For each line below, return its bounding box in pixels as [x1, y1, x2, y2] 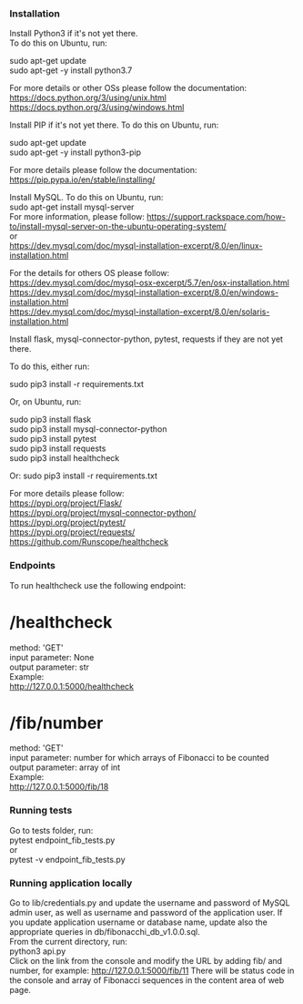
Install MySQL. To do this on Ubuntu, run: [9, 192, 164, 203]
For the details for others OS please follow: [9, 268, 170, 279]
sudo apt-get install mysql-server [9, 201, 135, 212]
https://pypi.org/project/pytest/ [9, 517, 126, 528]
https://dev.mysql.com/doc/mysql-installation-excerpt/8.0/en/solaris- [9, 306, 270, 317]
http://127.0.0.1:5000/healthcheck [9, 681, 135, 692]
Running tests [9, 804, 73, 817]
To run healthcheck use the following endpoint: [9, 579, 187, 590]
